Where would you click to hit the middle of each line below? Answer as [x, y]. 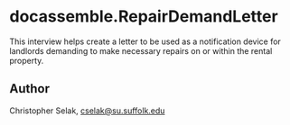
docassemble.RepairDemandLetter [144, 17]
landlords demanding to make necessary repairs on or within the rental [141, 50]
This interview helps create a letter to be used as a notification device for [145, 41]
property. [27, 60]
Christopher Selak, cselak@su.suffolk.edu [87, 111]
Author [29, 89]
